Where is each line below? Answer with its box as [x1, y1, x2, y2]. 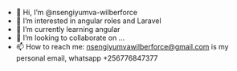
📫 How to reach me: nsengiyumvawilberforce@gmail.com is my [15, 42, 229, 51]
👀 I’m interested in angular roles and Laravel [15, 16, 162, 26]
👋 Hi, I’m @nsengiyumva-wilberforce [15, 8, 138, 17]
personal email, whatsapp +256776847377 [15, 53, 158, 63]
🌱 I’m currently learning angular [15, 25, 121, 34]
